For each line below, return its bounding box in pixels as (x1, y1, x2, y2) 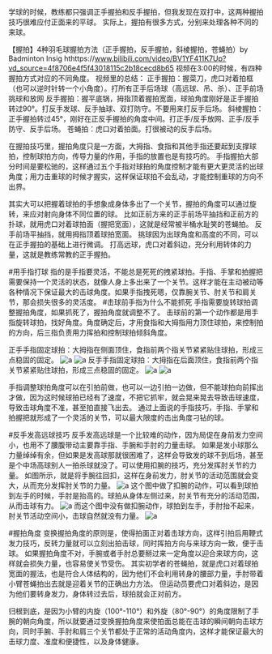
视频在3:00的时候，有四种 (175, 63, 262, 73)
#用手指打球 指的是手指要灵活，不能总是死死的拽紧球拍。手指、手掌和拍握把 (8, 267, 263, 276)
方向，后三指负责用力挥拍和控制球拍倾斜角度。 (15, 327, 172, 337)
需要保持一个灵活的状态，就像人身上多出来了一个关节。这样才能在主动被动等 (8, 277, 264, 286)
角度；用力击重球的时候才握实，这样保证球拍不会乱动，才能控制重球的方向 (8, 172, 257, 181)
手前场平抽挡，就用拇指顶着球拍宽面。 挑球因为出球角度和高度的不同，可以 (8, 229, 259, 239)
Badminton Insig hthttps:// (8, 53, 96, 63)
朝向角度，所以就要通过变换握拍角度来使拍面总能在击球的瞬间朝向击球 (22, 617, 257, 626)
